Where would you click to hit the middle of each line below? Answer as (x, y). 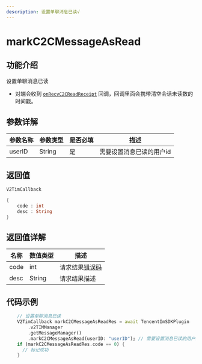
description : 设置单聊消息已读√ (43, 12)
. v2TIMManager (45, 327)
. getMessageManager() (55, 333)
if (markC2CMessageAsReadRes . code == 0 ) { (71, 344)
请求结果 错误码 (81, 267)
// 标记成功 (35, 350)
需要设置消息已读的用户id (135, 152)
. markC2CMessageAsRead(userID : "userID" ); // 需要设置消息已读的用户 (112, 338)
